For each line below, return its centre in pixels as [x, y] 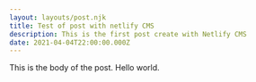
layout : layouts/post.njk [57, 17]
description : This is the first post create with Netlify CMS [128, 34]
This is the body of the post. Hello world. [84, 68]
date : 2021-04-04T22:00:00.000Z [70, 42]
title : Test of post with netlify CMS [82, 26]
